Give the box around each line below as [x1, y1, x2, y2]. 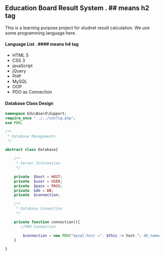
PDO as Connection [12, 89, 53, 95]
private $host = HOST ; [14, 174, 63, 179]
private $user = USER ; [14, 179, 63, 184]
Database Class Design [5, 100, 54, 106]
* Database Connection [16, 206, 63, 211]
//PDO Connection [20, 224, 56, 229]
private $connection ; [14, 192, 60, 198]
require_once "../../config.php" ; [5, 116, 76, 121]
